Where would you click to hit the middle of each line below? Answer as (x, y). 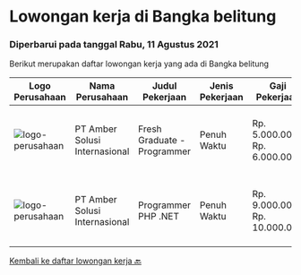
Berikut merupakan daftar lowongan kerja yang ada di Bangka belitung (139, 64)
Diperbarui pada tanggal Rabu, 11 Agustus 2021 (114, 45)
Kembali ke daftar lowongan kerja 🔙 (75, 261)
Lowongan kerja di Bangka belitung (143, 17)
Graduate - (162, 141)
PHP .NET (159, 217)
